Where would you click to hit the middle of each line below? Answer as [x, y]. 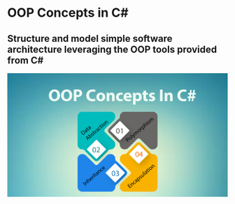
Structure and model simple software [90, 39]
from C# [26, 60]
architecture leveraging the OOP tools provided [112, 49]
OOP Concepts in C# [68, 13]
